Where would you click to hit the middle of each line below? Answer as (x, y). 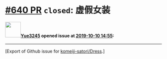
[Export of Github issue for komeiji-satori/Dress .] (55, 51)
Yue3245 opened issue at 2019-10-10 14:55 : (67, 36)
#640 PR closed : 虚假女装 (58, 10)
